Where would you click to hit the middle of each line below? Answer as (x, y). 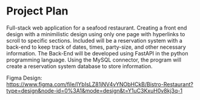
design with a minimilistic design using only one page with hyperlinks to (96, 34)
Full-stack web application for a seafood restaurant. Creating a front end (97, 28)
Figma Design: (24, 78)
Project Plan (37, 11)
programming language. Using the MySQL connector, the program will (94, 60)
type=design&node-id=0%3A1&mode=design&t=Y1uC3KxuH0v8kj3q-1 (95, 90)
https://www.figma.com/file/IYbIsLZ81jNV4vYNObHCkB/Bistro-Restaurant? (100, 84)
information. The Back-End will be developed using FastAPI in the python (98, 53)
